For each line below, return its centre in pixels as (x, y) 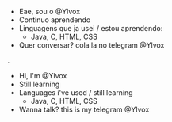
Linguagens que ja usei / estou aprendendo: (91, 28)
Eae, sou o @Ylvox (50, 11)
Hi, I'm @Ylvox (43, 76)
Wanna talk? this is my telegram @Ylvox (84, 109)
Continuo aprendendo (55, 20)
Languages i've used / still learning (76, 93)
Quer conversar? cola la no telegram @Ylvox (92, 45)
